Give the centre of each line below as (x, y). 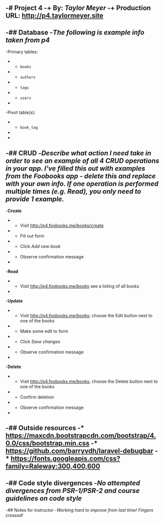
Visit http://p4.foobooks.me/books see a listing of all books (80, 286)
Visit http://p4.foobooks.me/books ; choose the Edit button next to (86, 316)
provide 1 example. (35, 199)
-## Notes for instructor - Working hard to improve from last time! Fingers (80, 510)
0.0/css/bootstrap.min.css (47, 443)
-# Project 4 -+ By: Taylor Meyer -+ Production (78, 8)
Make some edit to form (44, 331)
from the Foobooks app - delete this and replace (81, 176)
